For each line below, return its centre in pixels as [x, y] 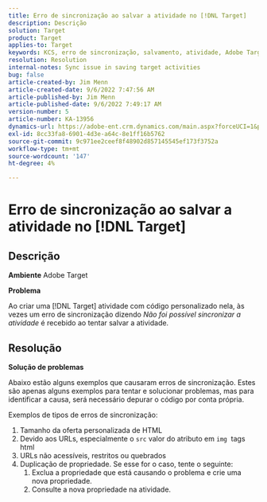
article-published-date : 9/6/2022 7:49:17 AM [85, 104]
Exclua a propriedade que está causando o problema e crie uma [136, 472]
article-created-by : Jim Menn [58, 82]
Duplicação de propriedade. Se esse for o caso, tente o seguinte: [126, 464]
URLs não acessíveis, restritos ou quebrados [93, 455]
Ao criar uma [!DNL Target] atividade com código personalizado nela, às [126, 306]
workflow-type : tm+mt [44, 149]
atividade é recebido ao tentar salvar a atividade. [89, 323]
